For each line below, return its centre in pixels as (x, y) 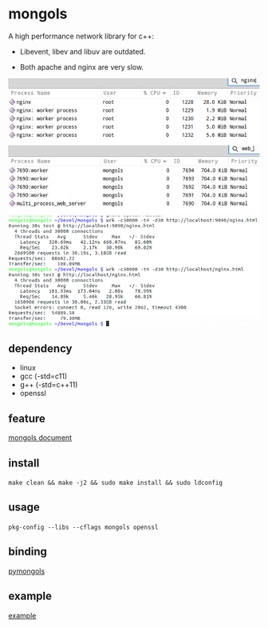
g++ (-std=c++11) (49, 385)
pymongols (27, 571)
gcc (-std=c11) (43, 376)
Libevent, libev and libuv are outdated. (83, 51)
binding (28, 552)
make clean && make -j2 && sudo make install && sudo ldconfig (116, 483)
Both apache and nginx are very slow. (82, 67)
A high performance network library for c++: (81, 36)
